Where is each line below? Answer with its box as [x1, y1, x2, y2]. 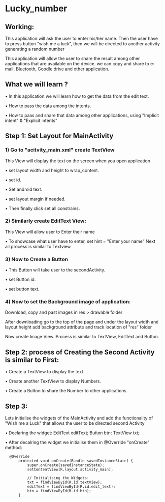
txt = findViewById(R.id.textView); [27, 480, 102, 485]
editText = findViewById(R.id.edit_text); [27, 484, 116, 489]
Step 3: [5, 402, 28, 411]
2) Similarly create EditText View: [5, 217, 87, 224]
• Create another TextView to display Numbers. [5, 378, 101, 384]
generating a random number [5, 46, 65, 52]
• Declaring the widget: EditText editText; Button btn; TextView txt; [5, 430, 140, 436]
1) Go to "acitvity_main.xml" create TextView [5, 147, 115, 153]
